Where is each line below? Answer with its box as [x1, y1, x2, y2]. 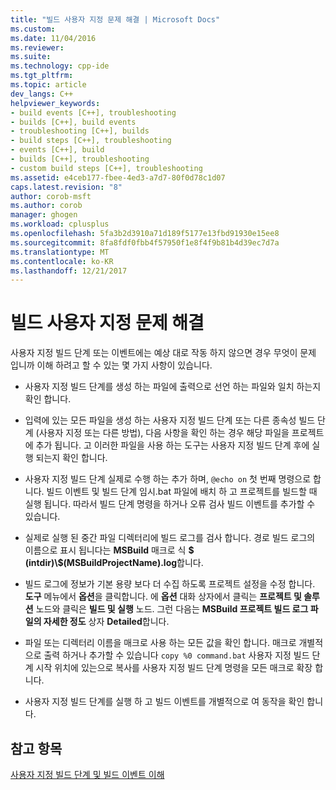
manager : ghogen [10, 210, 78, 220]
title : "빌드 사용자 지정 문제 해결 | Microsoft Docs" [10, 14, 221, 25]
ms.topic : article [10, 80, 87, 90]
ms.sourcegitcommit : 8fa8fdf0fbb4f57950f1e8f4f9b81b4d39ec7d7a [10, 237, 280, 248]
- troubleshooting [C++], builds [10, 126, 150, 136]
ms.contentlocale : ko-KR [10, 256, 114, 266]
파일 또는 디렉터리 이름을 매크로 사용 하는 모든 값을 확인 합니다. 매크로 [24, 637, 297, 649]
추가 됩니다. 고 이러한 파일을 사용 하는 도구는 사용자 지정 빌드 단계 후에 [35, 439, 310, 451]
